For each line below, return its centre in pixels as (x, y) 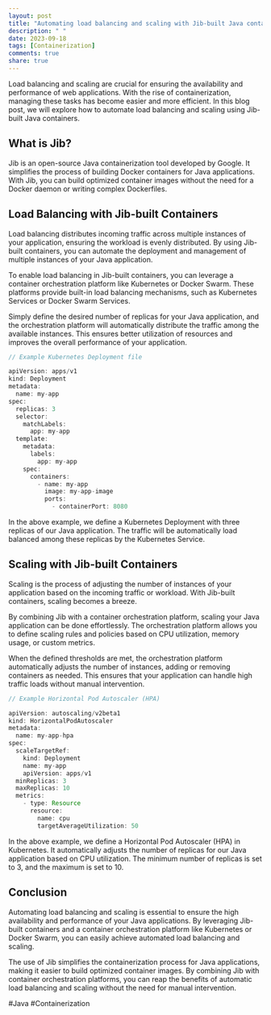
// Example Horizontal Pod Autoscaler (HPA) (84, 698)
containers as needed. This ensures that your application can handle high (130, 675)
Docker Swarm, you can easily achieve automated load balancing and (124, 937)
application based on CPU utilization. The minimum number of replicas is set (135, 858)
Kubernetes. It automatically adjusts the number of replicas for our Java (127, 849)
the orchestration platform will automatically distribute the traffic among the (134, 325)
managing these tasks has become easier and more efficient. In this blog (129, 101)
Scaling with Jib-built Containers (93, 565)
